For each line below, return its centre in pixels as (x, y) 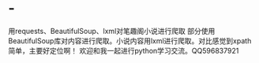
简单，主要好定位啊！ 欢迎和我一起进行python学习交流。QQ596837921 (124, 50)
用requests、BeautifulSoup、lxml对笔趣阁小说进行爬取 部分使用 (112, 31)
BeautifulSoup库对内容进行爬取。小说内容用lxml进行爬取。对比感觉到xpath (130, 41)
